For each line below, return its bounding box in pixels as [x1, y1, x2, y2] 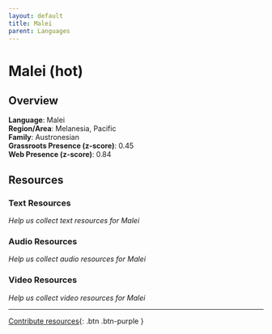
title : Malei [8, 19, 53, 27]
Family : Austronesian [8, 133, 79, 142]
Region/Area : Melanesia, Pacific [8, 124, 117, 133]
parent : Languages [8, 27, 70, 35]
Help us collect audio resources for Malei [8, 254, 147, 264]
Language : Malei [8, 115, 66, 125]
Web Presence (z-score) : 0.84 [8, 150, 112, 159]
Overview [8, 94, 59, 108]
